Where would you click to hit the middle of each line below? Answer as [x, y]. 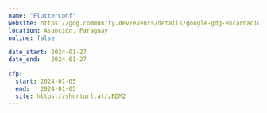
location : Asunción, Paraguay [58, 30]
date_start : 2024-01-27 [48, 53]
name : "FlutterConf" [43, 16]
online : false [32, 38]
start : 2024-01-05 [46, 81]
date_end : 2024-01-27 [48, 60]
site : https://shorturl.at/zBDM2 [71, 96]
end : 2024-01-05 [46, 88]
